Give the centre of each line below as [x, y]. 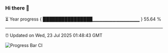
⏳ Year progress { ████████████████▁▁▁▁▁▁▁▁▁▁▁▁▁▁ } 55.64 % [83, 19]
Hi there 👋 [17, 8]
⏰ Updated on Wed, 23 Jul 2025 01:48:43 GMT [54, 35]
